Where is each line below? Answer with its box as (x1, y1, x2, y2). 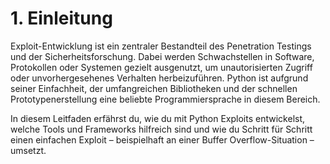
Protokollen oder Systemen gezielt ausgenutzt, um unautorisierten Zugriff (10, 61, 313, 73)
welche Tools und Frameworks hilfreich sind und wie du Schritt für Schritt (10, 123, 313, 135)
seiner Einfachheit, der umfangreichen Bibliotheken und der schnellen (10, 82, 298, 94)
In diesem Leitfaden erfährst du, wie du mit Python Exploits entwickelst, (10, 112, 306, 124)
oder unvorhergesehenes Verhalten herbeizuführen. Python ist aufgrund (10, 72, 309, 84)
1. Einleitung (10, 7, 113, 30)
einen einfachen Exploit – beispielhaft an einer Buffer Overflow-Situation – (10, 133, 315, 146)
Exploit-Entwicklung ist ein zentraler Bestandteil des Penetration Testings (10, 40, 312, 52)
